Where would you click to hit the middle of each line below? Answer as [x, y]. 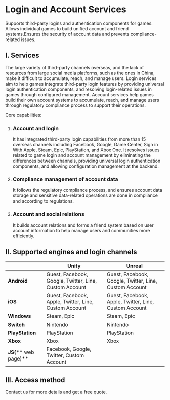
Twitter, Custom [65, 355]
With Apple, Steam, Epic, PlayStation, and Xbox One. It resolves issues [86, 150]
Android [18, 281]
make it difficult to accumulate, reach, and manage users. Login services [81, 78]
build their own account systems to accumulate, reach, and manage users [82, 100]
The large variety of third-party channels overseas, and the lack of [75, 67]
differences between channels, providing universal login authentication [87, 161]
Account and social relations [48, 214]
